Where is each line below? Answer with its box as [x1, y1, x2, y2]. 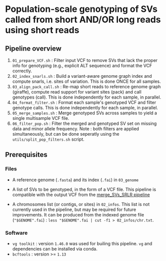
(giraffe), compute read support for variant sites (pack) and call [12, 89, 142, 95]
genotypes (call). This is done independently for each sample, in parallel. [12, 94, 162, 100]
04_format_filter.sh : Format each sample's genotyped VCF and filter [12, 100, 156, 105]
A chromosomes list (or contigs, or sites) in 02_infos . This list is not [12, 201, 150, 207]
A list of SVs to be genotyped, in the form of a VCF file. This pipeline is [12, 186, 156, 192]
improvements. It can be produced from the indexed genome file [12, 211, 145, 217]
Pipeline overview [5, 44, 62, 52]
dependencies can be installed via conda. [12, 246, 98, 252]
